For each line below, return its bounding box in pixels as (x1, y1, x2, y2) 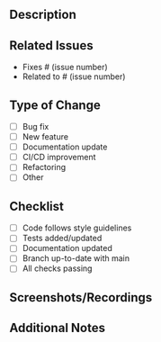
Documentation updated (22, 243, 112, 254)
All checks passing (22, 263, 93, 274)
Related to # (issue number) (22, 71, 126, 82)
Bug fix (22, 121, 49, 132)
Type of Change (9, 97, 101, 112)
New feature (22, 131, 69, 142)
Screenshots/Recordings (9, 290, 153, 305)
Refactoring (22, 162, 67, 173)
